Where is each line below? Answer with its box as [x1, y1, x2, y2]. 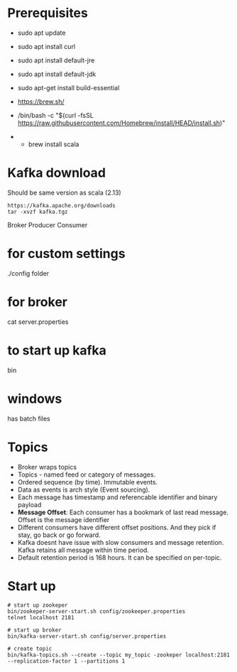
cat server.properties [7, 318, 69, 326]
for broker [7, 294, 67, 310]
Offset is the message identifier [17, 515, 110, 524]
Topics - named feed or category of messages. [17, 470, 156, 479]
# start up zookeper [7, 602, 69, 609]
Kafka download [7, 165, 106, 181]
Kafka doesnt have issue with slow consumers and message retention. [17, 538, 224, 546]
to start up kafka [7, 342, 106, 358]
